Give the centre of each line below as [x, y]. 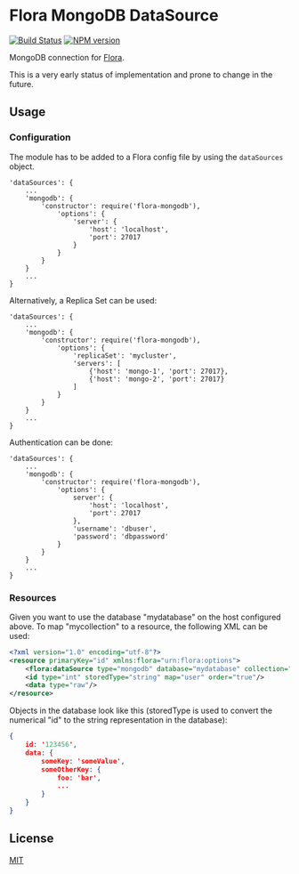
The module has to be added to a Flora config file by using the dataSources [146, 157]
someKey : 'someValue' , [83, 761]
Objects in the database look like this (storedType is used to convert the [141, 711]
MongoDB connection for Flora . [67, 57]
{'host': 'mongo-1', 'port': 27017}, [158, 371]
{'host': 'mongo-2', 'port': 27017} [157, 379]
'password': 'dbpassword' [121, 536]
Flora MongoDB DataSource [114, 16]
